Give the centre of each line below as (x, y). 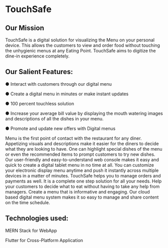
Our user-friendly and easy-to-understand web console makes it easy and (82, 159)
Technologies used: (37, 219)
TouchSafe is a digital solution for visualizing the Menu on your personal (80, 40)
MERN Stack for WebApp (31, 230)
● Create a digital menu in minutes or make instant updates (67, 94)
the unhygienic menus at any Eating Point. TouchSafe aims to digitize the (80, 51)
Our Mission (25, 28)
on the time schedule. (28, 202)
